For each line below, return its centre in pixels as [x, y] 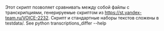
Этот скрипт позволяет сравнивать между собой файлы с [67, 7]
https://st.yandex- [123, 12]
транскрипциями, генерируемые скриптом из [54, 12]
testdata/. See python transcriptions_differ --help [56, 23]
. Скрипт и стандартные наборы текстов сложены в [104, 18]
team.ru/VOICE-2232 [27, 18]
